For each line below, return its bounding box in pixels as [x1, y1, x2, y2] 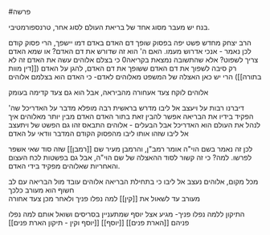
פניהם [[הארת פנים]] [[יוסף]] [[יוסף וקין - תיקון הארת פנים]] [8, 218, 190, 227]
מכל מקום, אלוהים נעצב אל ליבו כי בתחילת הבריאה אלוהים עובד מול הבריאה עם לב [8, 176, 259, 186]
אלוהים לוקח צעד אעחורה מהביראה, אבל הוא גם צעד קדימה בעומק [8, 87, 209, 97]
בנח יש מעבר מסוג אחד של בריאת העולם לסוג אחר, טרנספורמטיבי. [8, 22, 211, 31]
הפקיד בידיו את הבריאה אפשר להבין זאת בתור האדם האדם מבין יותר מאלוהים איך [8, 111, 254, 121]
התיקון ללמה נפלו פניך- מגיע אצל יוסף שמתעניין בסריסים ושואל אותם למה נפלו [8, 209, 245, 219]
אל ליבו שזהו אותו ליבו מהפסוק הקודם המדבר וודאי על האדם [8, 128, 189, 138]
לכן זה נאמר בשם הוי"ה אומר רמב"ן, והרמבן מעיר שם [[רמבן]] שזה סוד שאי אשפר [8, 144, 253, 153]
